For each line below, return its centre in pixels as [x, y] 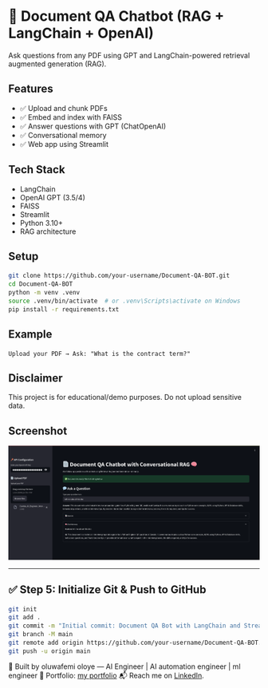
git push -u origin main [49, 651]
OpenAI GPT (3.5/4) [53, 197]
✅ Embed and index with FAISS [71, 117]
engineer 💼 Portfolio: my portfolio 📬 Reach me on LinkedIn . [106, 675]
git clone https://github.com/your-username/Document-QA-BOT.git [119, 276]
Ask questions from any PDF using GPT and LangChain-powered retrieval [129, 55]
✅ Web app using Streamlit [64, 144]
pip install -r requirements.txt [64, 309]
